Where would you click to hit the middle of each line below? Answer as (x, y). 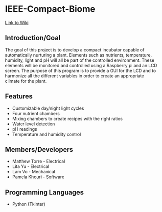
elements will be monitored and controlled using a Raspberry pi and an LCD (81, 65)
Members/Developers (39, 150)
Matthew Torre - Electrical (38, 161)
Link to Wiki (17, 23)
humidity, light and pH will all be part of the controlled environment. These (80, 60)
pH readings (25, 129)
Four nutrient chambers (36, 113)
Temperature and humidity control (46, 134)
